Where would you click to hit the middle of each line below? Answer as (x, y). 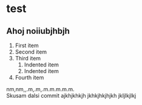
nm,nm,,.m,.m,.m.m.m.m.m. (40, 89)
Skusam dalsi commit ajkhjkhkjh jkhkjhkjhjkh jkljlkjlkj (71, 96)
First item (27, 45)
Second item (31, 52)
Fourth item (29, 78)
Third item (28, 58)
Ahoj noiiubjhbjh (38, 31)
